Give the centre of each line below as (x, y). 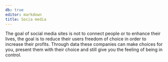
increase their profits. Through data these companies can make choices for (84, 44)
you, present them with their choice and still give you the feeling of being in (84, 50)
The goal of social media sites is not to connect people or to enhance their (83, 34)
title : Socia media (26, 19)
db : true (14, 10)
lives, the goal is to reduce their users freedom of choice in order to (76, 39)
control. (13, 55)
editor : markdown (24, 15)
